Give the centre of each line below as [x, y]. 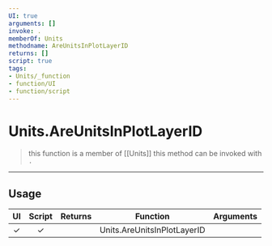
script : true [30, 61]
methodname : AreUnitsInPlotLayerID [68, 46]
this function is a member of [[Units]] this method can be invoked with [145, 154]
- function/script [39, 91]
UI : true [23, 16]
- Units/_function [39, 76]
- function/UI [32, 83]
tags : [17, 69]
